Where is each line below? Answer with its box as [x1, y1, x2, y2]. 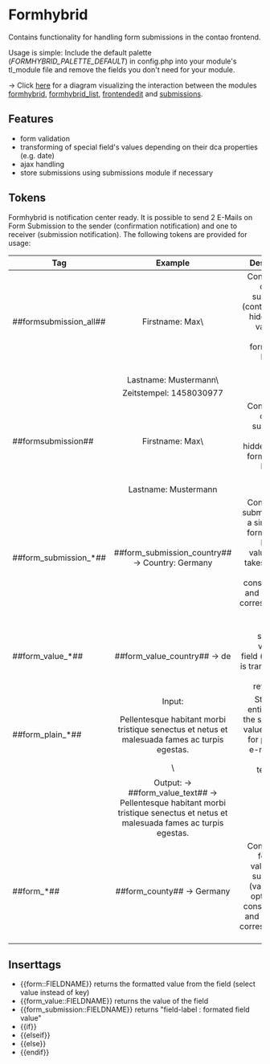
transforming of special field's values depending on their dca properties [19, 142, 259, 152]
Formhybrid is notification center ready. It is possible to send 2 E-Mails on [8, 212, 253, 222]
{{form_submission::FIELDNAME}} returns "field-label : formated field [19, 1005, 251, 1014]
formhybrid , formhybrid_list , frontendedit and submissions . [8, 88, 203, 98]
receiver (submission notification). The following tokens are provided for [8, 229, 247, 239]
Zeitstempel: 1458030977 [121, 387, 223, 399]
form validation [19, 133, 71, 143]
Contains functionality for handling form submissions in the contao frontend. [8, 32, 261, 42]
